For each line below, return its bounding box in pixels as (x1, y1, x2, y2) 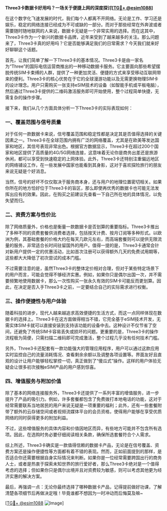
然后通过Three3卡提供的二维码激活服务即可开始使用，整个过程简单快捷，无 (5, 88, 160, 94)
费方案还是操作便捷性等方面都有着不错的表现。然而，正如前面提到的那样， (5, 448, 158, 455)
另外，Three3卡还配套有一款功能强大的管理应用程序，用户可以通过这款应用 (5, 345, 160, 351)
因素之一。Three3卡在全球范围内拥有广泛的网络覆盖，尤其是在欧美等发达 (5, 137, 155, 143)
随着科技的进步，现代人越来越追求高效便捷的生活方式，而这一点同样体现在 (5, 310, 158, 316)
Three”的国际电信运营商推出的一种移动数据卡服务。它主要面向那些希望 (11, 63, 156, 69)
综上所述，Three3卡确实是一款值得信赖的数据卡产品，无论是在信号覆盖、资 (5, 442, 160, 448)
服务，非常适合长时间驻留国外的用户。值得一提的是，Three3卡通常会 (13, 242, 155, 248)
